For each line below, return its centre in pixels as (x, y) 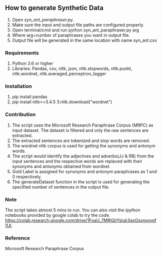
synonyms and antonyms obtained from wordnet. (61, 166)
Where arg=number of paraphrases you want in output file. (71, 35)
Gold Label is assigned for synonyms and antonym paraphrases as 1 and (84, 171)
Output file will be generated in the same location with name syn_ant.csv (85, 40)
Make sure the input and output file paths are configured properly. (78, 25)
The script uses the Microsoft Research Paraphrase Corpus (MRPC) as (83, 125)
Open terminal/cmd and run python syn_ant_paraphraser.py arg (75, 30)
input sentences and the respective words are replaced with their (77, 161)
